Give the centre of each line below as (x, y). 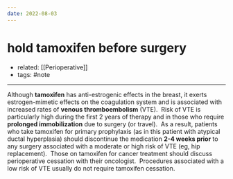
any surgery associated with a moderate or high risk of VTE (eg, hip (104, 146)
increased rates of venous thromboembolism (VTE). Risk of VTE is (104, 109)
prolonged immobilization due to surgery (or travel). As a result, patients (112, 124)
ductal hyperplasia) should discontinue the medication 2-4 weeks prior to (113, 139)
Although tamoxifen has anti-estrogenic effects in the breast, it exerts (107, 94)
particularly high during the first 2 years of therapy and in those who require (116, 117)
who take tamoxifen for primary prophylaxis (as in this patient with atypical (114, 131)
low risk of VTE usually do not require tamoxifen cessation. (91, 168)
